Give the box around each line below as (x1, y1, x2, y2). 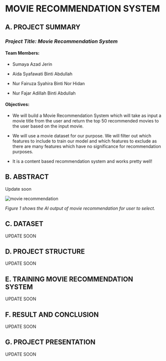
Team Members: (5, 50, 40, 56)
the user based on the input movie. (12, 123, 84, 129)
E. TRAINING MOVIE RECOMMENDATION (5, 275, 133, 283)
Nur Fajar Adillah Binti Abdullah (12, 90, 76, 96)
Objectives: (5, 102, 30, 108)
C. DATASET (5, 220, 44, 228)
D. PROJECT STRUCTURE (5, 247, 85, 255)
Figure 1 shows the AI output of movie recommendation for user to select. (5, 205, 155, 211)
